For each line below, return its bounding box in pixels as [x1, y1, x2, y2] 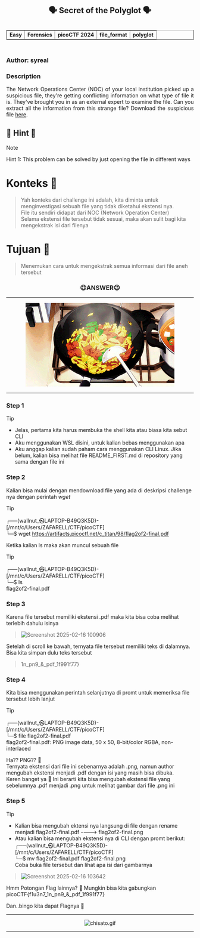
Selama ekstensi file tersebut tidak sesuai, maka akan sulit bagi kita [20, 215, 186, 223]
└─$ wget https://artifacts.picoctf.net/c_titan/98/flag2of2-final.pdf [6, 530, 169, 537]
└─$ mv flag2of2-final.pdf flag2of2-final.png [14, 854, 126, 862]
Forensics [27, 31, 52, 38]
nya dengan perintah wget [6, 493, 71, 500]
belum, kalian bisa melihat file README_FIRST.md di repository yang [14, 452, 183, 459]
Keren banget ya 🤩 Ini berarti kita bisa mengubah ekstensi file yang [6, 776, 171, 783]
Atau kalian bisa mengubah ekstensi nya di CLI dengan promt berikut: [14, 835, 186, 842]
